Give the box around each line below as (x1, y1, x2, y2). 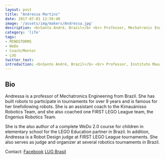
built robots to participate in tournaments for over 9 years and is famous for (5, 98, 158, 104)
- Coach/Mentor (5, 48, 36, 53)
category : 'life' (5, 30, 41, 35)
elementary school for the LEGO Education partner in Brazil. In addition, (5, 129, 150, 134)
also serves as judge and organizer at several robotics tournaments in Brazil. (5, 139, 160, 145)
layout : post (5, 7, 32, 12)
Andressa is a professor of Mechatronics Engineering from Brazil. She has (5, 93, 155, 99)
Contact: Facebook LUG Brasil (5, 148, 66, 155)
